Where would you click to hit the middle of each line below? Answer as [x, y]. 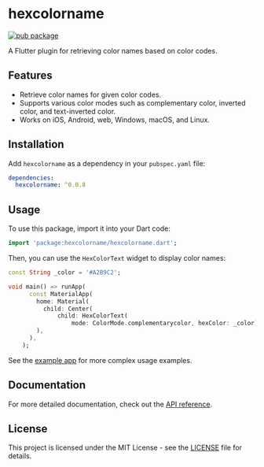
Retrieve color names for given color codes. [90, 95]
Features [30, 76]
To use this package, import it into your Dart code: [90, 228]
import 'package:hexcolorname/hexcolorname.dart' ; [93, 243]
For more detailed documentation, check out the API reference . [110, 404]
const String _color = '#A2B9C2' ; [65, 272]
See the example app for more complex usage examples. [100, 360]
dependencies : [31, 178]
